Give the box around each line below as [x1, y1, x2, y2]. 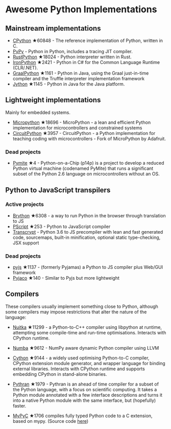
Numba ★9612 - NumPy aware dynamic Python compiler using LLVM [12, 345, 159, 351]
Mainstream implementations [5, 24, 101, 33]
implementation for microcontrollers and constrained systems [12, 124, 142, 131]
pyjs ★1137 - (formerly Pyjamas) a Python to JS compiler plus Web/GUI [12, 264, 163, 270]
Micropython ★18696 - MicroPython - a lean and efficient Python [12, 119, 151, 125]
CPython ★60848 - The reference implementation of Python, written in [12, 37, 163, 43]
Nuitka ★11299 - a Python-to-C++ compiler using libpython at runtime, [12, 324, 162, 330]
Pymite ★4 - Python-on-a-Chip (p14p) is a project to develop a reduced [12, 160, 164, 166]
